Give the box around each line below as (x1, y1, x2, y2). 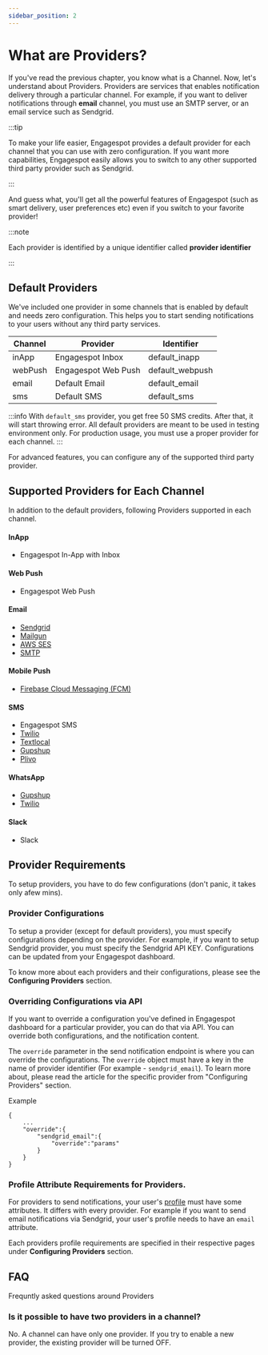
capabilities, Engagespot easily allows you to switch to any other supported (8, 155, 258, 164)
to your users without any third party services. (8, 320, 161, 329)
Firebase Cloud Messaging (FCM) (19, 684, 132, 694)
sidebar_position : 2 (8, 11, 78, 20)
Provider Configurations (8, 908, 105, 919)
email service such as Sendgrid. (8, 107, 114, 116)
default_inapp (147, 352, 200, 363)
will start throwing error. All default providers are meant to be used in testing (8, 420, 260, 429)
